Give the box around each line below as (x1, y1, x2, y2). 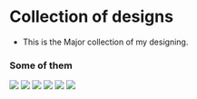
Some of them (9, 59, 73, 72)
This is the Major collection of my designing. (22, 36, 189, 47)
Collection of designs (9, 6, 174, 27)
